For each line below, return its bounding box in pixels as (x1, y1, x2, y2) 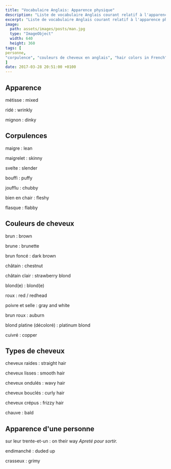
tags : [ (5, 45, 22, 51)
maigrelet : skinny (5, 155, 43, 161)
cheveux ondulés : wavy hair (5, 380, 65, 386)
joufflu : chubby (5, 184, 38, 191)
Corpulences (5, 131, 47, 140)
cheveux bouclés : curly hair (5, 390, 65, 396)
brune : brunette (5, 243, 40, 249)
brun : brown (5, 233, 32, 239)
